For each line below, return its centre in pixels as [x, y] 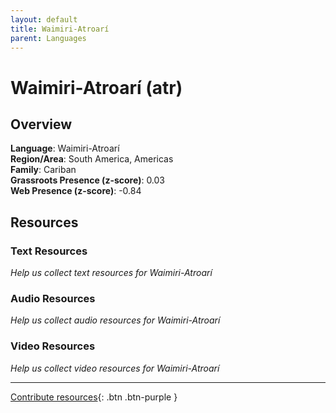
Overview [41, 124]
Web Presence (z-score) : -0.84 [76, 191]
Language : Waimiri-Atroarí [65, 148]
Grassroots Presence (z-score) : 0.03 [88, 180]
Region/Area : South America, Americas [92, 159]
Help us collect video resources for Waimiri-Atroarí [115, 368]
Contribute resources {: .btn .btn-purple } [94, 397]
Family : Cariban [43, 170]
